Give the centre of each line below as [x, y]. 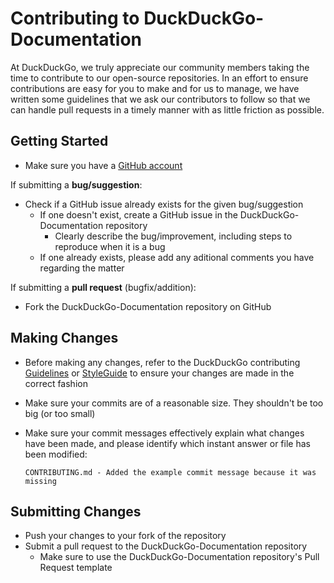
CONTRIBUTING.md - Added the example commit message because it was [170, 472]
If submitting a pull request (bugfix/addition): [103, 287]
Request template [76, 568]
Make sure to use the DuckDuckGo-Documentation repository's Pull [179, 557]
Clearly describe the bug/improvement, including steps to [173, 236]
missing [40, 481]
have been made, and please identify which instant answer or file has [167, 443]
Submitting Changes [76, 511]
